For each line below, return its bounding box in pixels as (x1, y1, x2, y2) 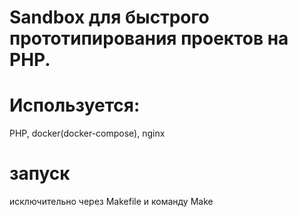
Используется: (9, 94, 141, 117)
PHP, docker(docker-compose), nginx (9, 127, 166, 140)
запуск (9, 162, 71, 185)
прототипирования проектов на (9, 27, 289, 50)
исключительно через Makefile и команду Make (9, 196, 214, 208)
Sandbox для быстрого (9, 6, 210, 29)
